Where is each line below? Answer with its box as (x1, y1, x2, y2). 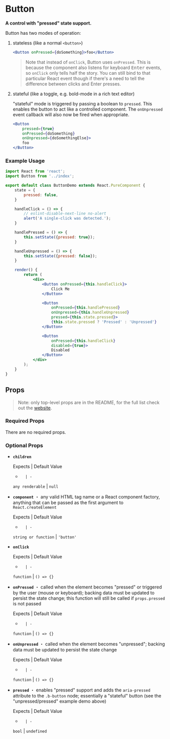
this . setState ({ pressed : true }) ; (24, 234, 95, 240)
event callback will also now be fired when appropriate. (12, 111, 130, 118)
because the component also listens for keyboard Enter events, (25, 64, 162, 71)
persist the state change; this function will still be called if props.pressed (12, 595, 165, 601)
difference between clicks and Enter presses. (25, 80, 121, 87)
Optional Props (5, 442, 44, 449)
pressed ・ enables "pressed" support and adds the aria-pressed (12, 687, 151, 693)
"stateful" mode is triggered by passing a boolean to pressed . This (12, 100, 153, 106)
